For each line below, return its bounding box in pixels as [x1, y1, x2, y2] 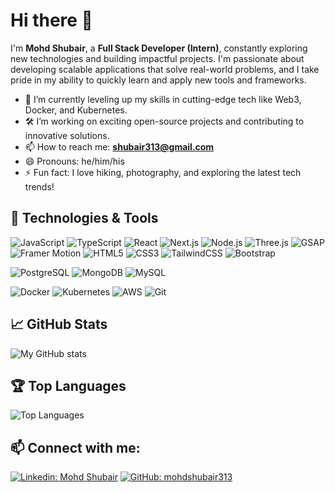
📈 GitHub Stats [10, 316, 108, 333]
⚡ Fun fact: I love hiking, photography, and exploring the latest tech [24, 166, 302, 178]
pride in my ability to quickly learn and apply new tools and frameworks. [10, 74, 307, 86]
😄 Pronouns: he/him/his [24, 155, 125, 167]
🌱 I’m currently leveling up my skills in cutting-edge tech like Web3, [24, 93, 302, 105]
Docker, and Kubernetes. [24, 104, 128, 116]
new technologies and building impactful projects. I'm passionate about [10, 52, 305, 64]
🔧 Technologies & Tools [10, 210, 159, 227]
